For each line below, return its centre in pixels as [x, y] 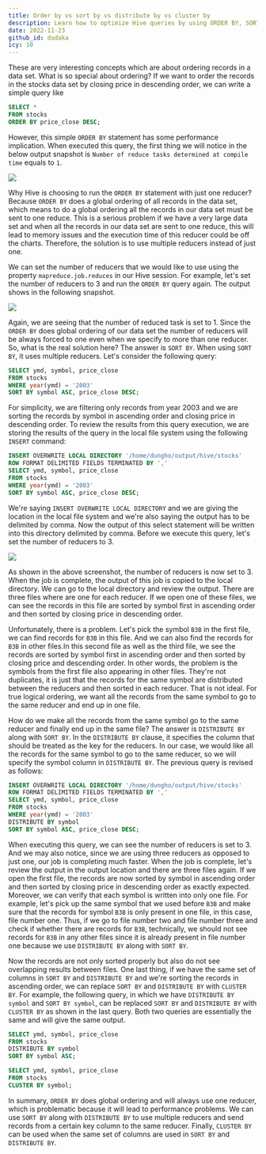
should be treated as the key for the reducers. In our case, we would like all [131, 745]
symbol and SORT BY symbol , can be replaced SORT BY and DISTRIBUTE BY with [133, 1003]
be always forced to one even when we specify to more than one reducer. [129, 339]
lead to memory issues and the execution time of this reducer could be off [129, 234]
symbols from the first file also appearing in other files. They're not [117, 671]
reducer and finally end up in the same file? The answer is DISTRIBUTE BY [127, 729]
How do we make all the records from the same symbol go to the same [123, 720]
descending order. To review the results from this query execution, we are [129, 425]
